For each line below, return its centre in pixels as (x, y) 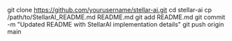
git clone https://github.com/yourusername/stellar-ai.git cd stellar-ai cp (109, 10)
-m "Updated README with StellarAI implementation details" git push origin (116, 24)
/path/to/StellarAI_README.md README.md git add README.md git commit (116, 17)
